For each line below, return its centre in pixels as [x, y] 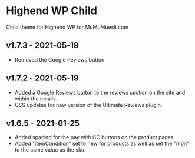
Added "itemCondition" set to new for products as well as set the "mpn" [102, 144]
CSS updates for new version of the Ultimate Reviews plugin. [88, 105]
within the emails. [36, 99]
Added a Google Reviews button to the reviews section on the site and [100, 92]
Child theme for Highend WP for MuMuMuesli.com [67, 27]
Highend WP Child [52, 11]
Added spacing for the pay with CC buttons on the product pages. [95, 137]
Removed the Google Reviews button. [60, 59]
